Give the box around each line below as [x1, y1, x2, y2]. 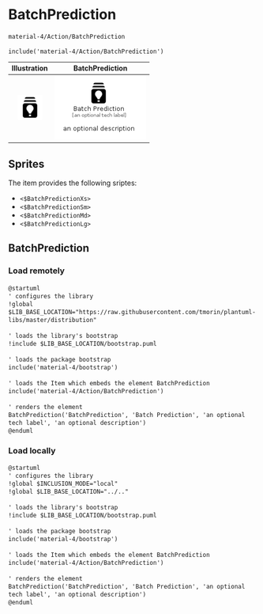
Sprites [8, 157, 45, 171]
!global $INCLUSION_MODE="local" [8, 479, 118, 487]
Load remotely [8, 265, 66, 276]
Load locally [8, 445, 56, 456]
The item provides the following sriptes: [8, 178, 137, 188]
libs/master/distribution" [8, 316, 97, 324]
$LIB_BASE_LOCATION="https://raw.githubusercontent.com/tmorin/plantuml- [8, 308, 257, 316]
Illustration [11, 63, 49, 73]
